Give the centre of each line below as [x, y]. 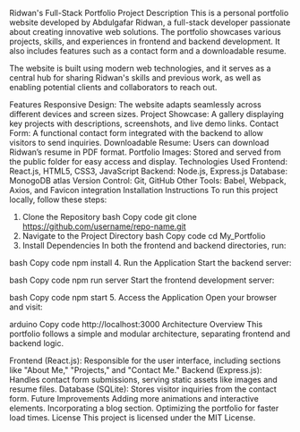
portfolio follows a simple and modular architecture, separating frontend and [150, 334]
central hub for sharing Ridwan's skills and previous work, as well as [135, 78]
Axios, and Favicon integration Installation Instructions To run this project [144, 190]
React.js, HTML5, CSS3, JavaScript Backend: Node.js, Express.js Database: [149, 171]
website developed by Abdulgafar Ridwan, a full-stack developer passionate [150, 22]
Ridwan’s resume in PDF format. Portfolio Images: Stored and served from [146, 152]
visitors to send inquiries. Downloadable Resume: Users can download [139, 143]
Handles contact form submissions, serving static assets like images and [143, 380]
